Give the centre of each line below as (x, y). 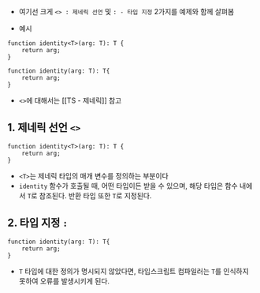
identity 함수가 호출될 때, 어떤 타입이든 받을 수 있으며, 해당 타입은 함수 (128, 186)
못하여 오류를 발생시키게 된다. (64, 281)
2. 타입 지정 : (38, 223)
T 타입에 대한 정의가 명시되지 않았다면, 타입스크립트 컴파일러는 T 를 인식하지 (134, 271)
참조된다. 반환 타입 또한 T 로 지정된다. (95, 195)
